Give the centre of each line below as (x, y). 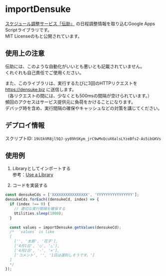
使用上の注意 (25, 53)
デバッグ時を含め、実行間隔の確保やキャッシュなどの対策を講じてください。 (84, 108)
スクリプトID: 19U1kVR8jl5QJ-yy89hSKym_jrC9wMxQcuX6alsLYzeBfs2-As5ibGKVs (83, 138)
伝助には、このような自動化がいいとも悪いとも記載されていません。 (75, 66)
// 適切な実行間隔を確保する (40, 209)
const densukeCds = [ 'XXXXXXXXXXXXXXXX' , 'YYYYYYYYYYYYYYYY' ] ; (72, 195)
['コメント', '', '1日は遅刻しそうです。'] (54, 255)
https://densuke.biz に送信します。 (41, 89)
